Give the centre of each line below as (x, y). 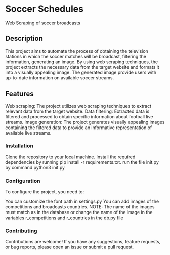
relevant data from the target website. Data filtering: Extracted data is (77, 111)
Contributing (21, 231)
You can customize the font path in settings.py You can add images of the (82, 202)
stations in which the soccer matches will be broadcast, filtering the (76, 56)
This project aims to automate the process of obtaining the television (77, 51)
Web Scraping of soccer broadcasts (43, 23)
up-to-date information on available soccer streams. (60, 78)
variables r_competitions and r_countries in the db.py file (64, 218)
